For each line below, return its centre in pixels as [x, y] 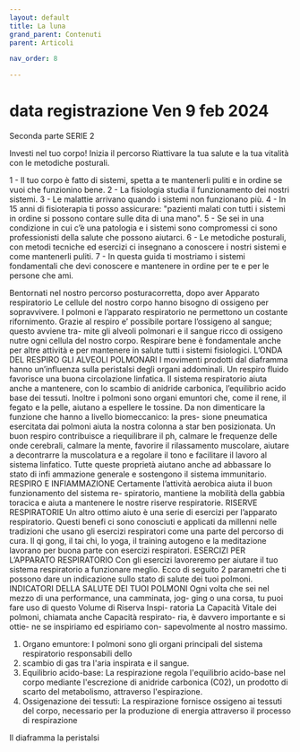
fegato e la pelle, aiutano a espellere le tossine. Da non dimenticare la [137, 407]
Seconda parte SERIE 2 [52, 136]
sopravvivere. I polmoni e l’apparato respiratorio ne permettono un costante [149, 312]
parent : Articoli [42, 43]
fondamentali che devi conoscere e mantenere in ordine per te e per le [139, 267]
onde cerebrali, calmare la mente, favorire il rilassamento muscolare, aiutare [149, 446]
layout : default [39, 17]
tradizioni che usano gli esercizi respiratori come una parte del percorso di [146, 531]
